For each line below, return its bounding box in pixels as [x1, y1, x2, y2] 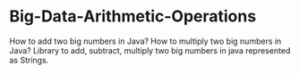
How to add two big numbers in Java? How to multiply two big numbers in [9, 36, 282, 46]
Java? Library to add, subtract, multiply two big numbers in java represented [9, 45, 291, 55]
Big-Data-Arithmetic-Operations [9, 6, 257, 27]
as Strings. [9, 54, 49, 65]
